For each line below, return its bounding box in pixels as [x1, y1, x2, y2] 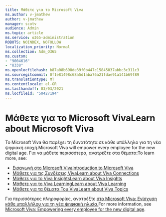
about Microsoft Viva [5, 123, 94, 134]
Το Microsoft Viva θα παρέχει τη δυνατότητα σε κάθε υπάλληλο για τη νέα [5, 139, 161, 145]
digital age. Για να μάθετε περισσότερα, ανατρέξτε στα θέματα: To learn [5, 150, 155, 156]
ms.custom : [5, 53, 28, 59]
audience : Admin [5, 26, 39, 31]
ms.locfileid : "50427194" [5, 91, 59, 96]
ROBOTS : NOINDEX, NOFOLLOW [5, 40, 61, 45]
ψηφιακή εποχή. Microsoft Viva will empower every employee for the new [5, 145, 156, 151]
